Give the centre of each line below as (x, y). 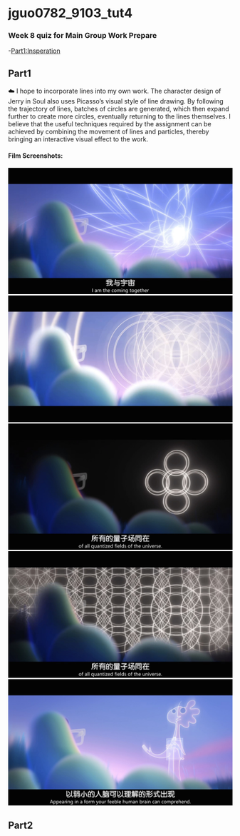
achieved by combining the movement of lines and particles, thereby (109, 132)
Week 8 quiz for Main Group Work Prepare (83, 36)
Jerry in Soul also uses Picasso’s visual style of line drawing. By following (116, 101)
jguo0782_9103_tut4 (71, 13)
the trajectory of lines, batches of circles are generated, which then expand (119, 109)
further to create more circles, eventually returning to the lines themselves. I (119, 116)
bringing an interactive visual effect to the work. (78, 139)
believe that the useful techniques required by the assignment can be (110, 124)
